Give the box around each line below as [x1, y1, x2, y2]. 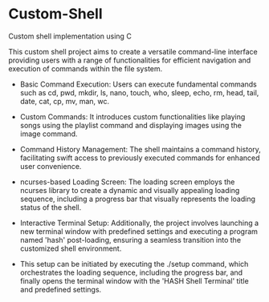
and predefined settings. [19, 284, 102, 294]
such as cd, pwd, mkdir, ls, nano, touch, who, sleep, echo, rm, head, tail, [19, 87, 259, 97]
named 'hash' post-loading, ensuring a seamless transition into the [19, 235, 242, 244]
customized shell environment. [19, 244, 122, 253]
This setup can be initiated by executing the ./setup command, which [19, 259, 249, 268]
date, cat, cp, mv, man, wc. [19, 96, 110, 106]
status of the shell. [19, 202, 82, 212]
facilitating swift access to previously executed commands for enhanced [19, 153, 260, 163]
